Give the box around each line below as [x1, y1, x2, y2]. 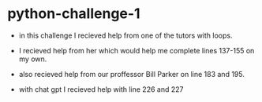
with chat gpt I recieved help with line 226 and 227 [18, 84, 184, 94]
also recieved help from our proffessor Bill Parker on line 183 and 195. [18, 69, 245, 78]
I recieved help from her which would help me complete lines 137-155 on [18, 46, 255, 55]
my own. [18, 54, 47, 64]
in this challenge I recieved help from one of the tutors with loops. [18, 31, 233, 40]
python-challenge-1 [7, 5, 140, 23]
